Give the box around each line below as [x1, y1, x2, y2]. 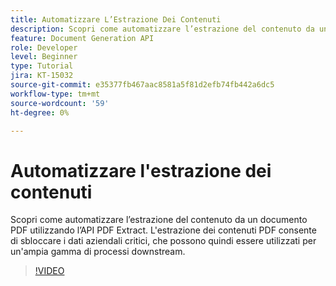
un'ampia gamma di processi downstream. [10, 246, 186, 258]
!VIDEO [34, 265, 65, 277]
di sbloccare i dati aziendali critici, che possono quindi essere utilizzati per [10, 235, 317, 247]
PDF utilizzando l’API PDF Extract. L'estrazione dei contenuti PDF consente [10, 224, 317, 236]
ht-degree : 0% [10, 107, 70, 118]
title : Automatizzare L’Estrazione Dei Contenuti [10, 14, 222, 25]
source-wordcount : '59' [10, 98, 110, 108]
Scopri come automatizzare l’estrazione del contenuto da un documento [10, 214, 308, 226]
